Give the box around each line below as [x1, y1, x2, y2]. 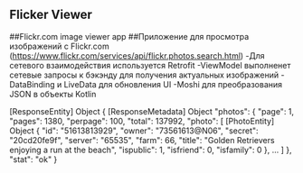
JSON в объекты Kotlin [9, 88, 97, 99]
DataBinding [9, 78, 56, 89]
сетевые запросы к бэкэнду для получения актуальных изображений [9, 69, 279, 80]
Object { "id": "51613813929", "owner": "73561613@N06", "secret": [9, 125, 260, 136]
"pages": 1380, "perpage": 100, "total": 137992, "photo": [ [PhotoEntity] [9, 115, 275, 126]
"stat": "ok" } [9, 153, 58, 165]
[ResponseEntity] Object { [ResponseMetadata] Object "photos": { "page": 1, [9, 105, 295, 116]
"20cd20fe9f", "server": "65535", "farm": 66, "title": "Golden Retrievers [9, 134, 275, 145]
